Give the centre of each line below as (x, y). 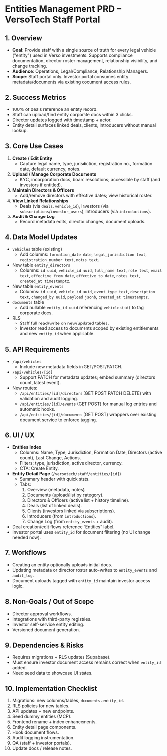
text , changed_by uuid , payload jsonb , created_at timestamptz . (84, 297)
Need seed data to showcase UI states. (52, 673)
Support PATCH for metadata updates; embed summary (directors (87, 377)
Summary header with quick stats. (55, 479)
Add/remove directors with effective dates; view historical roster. (86, 195)
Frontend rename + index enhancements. (54, 722)
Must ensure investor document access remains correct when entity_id (86, 662)
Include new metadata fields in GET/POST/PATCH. (71, 367)
